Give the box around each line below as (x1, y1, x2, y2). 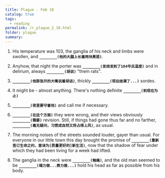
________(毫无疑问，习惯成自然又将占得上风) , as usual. (12, 122, 115, 128)
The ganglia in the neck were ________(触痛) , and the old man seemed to (12, 157, 161, 163)
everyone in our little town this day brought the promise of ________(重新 (12, 137, 159, 143)
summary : (5, 35, 23, 40)
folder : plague (5, 30, 37, 35)
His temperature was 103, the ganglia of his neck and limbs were (12, 48, 144, 54)
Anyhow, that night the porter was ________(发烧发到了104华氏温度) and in (12, 63, 158, 69)
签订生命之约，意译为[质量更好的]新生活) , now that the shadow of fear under (12, 142, 159, 148)
